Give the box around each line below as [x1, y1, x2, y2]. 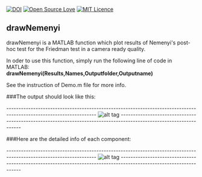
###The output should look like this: [6, 93, 96, 100]
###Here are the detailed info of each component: [6, 135, 131, 142]
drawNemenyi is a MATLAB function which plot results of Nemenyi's [6, 39, 176, 46]
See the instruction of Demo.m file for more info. [6, 81, 127, 88]
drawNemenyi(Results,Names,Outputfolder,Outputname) [6, 70, 153, 77]
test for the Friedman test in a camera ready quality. [17, 45, 146, 52]
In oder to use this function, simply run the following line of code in [6, 57, 172, 64]
